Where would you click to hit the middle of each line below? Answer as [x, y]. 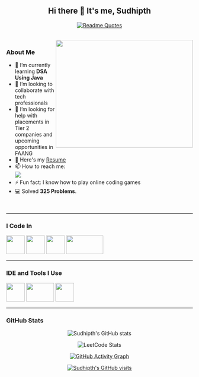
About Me [21, 52]
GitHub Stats [25, 320]
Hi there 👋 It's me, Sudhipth [99, 11]
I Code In [19, 226]
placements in [32, 122]
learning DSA [31, 71]
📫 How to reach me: [40, 166]
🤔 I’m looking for [35, 109]
